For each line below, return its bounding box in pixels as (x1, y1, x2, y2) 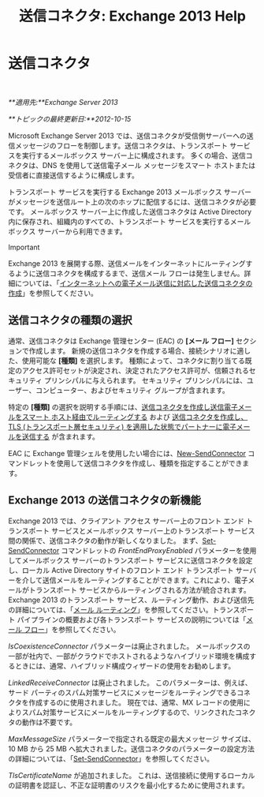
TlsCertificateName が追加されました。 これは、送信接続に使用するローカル (8, 770, 255, 780)
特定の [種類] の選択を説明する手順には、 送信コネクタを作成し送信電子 (8, 402, 238, 411)
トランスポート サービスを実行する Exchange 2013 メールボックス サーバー (8, 187, 252, 196)
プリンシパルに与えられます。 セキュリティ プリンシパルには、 (44, 376, 247, 385)
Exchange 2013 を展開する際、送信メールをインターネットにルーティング (8, 258, 246, 268)
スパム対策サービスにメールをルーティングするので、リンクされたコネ (21, 707, 250, 717)
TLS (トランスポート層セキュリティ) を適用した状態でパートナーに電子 (8, 421, 236, 431)
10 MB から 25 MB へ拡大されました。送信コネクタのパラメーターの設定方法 (8, 743, 255, 754)
